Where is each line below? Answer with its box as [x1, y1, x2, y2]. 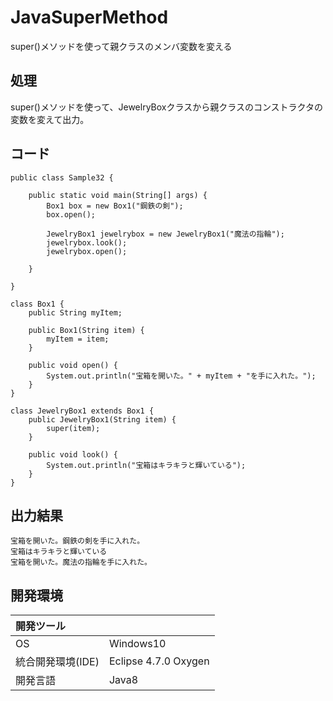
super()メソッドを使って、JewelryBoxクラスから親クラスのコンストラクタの [10, 101, 324, 113]
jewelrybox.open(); [46, 246, 128, 256]
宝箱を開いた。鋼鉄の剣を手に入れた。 [10, 536, 145, 546]
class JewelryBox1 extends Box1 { [10, 406, 155, 416]
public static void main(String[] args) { [28, 190, 208, 200]
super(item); [46, 423, 101, 433]
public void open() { [28, 360, 118, 370]
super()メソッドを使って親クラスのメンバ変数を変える [10, 40, 233, 52]
